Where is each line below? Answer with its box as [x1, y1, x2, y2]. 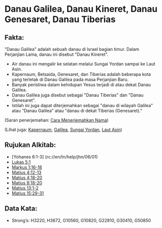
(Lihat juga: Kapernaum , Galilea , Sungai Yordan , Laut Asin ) [4, 127, 123, 133]
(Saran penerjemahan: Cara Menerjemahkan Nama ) [4, 117, 109, 123]
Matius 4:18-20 [11, 175, 43, 181]
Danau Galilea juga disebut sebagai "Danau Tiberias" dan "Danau [11, 92, 144, 98]
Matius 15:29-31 [11, 190, 44, 196]
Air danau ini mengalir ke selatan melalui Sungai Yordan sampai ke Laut [11, 61, 156, 67]
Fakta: [4, 33, 24, 42]
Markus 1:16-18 [11, 164, 42, 170]
